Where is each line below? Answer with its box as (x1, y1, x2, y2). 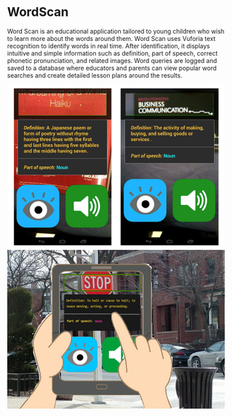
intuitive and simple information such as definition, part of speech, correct (7, 49, 218, 57)
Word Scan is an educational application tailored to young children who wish (7, 27, 225, 35)
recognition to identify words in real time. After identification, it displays (7, 42, 211, 50)
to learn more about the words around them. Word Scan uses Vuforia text (7, 34, 216, 42)
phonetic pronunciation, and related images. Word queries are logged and (7, 56, 217, 64)
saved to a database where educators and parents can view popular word (7, 64, 217, 72)
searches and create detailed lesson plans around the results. (7, 71, 183, 80)
